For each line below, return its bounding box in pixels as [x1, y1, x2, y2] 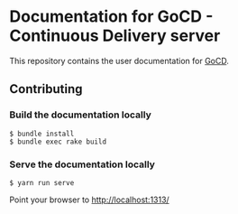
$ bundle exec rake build [9, 137, 106, 146]
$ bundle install [9, 129, 75, 138]
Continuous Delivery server [9, 25, 221, 46]
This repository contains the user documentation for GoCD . [9, 55, 230, 66]
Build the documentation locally [9, 108, 151, 121]
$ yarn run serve [9, 178, 75, 187]
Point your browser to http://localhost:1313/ [9, 194, 169, 205]
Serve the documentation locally [9, 158, 156, 171]
